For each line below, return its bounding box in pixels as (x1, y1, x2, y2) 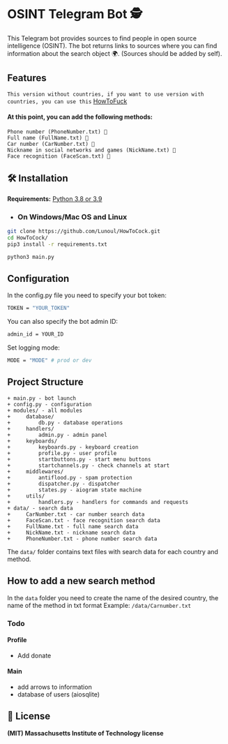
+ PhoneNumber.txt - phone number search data (7, 535, 158, 542)
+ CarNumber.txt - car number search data (7, 511, 145, 518)
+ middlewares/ (7, 468, 64, 475)
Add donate (17, 651, 52, 660)
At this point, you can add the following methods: (7, 113, 153, 121)
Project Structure (7, 376, 84, 388)
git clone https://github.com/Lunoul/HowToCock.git (7, 228, 160, 235)
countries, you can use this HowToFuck (7, 96, 128, 105)
